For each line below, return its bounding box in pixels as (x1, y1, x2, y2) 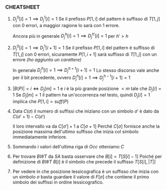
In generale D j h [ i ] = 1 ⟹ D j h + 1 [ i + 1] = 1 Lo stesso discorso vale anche (12, 66, 159, 74)
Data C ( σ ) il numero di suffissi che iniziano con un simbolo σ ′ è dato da (12, 108, 159, 114)
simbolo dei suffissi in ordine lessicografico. (12, 179, 104, 185)
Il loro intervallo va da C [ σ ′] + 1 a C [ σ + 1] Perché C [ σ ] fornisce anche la (12, 123, 160, 129)
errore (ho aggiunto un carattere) (12, 56, 82, 62)
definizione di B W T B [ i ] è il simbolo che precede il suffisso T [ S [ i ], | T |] (12, 159, 156, 165)
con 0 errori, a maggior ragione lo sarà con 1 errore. (12, 22, 120, 28)
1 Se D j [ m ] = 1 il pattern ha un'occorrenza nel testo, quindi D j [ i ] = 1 (12, 92, 150, 99)
